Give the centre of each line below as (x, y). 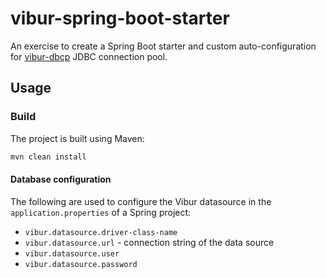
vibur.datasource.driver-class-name (101, 232)
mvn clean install (48, 157)
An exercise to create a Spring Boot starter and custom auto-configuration (163, 46)
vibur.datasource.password (81, 264)
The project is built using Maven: (77, 138)
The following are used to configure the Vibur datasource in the (141, 201)
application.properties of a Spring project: (101, 212)
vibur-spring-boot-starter (120, 18)
